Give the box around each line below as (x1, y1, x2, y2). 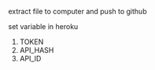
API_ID (19, 54, 42, 63)
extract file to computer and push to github (8, 7, 147, 16)
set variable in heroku (8, 22, 79, 31)
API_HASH (19, 46, 54, 54)
